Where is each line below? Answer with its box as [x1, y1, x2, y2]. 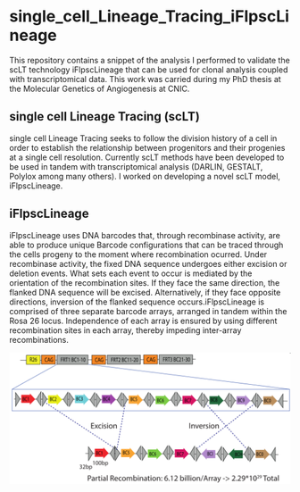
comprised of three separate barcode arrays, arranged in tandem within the [9, 305, 287, 316]
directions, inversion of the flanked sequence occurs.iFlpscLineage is [9, 296, 265, 307]
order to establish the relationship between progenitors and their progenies [9, 142, 286, 153]
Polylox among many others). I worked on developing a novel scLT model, [9, 171, 281, 181]
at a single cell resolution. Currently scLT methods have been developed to [9, 152, 285, 163]
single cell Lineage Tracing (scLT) [9, 109, 201, 124]
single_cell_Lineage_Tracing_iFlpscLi [9, 6, 290, 27]
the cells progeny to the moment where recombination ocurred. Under [9, 248, 268, 260]
